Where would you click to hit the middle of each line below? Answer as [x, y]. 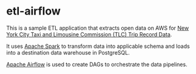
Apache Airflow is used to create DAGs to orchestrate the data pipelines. [97, 64]
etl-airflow [33, 11]
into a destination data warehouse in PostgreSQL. [68, 52]
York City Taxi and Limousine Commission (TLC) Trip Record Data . [89, 34]
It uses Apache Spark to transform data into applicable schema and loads [98, 46]
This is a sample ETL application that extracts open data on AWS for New [98, 28]
